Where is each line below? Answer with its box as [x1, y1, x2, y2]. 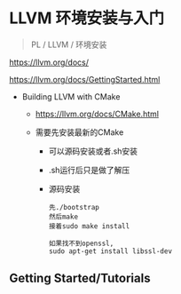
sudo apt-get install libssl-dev [48, 246, 173, 256]
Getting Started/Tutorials [9, 271, 151, 286]
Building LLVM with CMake [21, 91, 121, 102]
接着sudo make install [48, 221, 130, 231]
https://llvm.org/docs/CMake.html [35, 108, 160, 119]
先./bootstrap [48, 203, 100, 211]
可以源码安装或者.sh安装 [48, 146, 138, 156]
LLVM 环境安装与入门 [9, 8, 165, 28]
